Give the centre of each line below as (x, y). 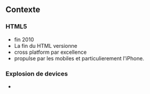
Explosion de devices (37, 73)
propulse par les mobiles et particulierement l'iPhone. (79, 58)
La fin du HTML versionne (45, 46)
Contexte (23, 10)
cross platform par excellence (50, 52)
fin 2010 (24, 39)
